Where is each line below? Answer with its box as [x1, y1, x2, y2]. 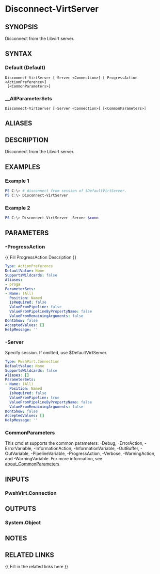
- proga [5, 282, 21, 287]
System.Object [5, 519, 41, 526]
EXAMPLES [5, 163, 40, 171]
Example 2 [5, 204, 31, 211]
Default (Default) [5, 64, 46, 71]
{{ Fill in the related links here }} [5, 564, 68, 570]
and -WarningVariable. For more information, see [5, 456, 103, 462]
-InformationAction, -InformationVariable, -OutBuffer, [33, 446, 140, 452]
